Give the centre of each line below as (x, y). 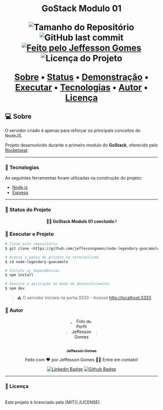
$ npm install (19, 275)
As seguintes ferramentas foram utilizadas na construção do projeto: (73, 178)
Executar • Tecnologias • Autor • (81, 88)
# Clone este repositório (31, 244)
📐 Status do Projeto (28, 210)
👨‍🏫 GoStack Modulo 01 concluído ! (81, 221)
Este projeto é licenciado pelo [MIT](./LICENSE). (53, 402)
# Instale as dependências (32, 270)
